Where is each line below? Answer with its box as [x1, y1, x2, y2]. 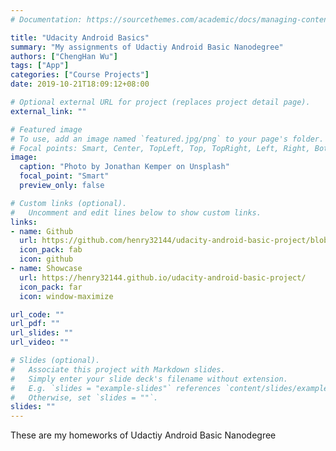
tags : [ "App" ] [10, 61, 70, 71]
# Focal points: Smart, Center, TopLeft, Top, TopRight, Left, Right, [10, 143, 311, 153]
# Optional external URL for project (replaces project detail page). [10, 97, 311, 107]
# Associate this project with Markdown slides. [10, 364, 226, 375]
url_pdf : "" [10, 319, 60, 329]
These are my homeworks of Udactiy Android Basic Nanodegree [10, 429, 277, 441]
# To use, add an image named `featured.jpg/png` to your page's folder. [10, 134, 325, 144]
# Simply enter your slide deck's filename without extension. [10, 374, 288, 384]
